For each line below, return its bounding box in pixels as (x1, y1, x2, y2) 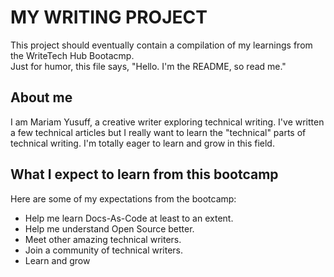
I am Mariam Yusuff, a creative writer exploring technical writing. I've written (10, 116, 325, 128)
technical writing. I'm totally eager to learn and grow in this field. (10, 137, 275, 149)
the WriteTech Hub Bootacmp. (10, 49, 135, 61)
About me (10, 89, 73, 106)
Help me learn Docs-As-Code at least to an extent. (24, 212, 234, 224)
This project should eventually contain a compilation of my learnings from (10, 39, 313, 51)
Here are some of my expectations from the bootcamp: (10, 192, 237, 205)
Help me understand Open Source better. (24, 222, 195, 235)
